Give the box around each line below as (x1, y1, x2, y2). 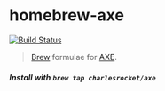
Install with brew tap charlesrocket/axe (9, 72, 157, 82)
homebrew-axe (9, 5, 125, 26)
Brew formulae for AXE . (30, 51, 117, 62)
